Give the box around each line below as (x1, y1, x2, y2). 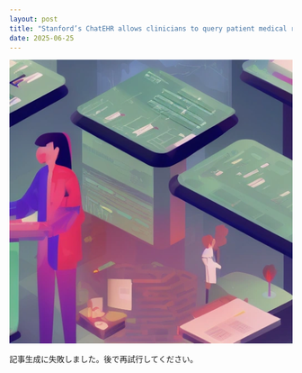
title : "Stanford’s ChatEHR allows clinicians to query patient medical (9, 23, 288, 33)
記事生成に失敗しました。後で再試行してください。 (9, 354, 199, 365)
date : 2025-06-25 (9, 33, 75, 42)
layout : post (9, 14, 58, 23)
